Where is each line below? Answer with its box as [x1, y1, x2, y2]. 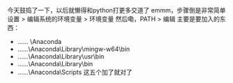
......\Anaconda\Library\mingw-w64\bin [17, 45, 130, 53]
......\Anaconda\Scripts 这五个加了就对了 [17, 68, 133, 76]
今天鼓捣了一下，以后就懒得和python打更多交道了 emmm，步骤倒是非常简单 [7, 6, 226, 14]
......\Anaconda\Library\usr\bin [17, 52, 105, 61]
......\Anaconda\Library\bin [17, 60, 93, 68]
